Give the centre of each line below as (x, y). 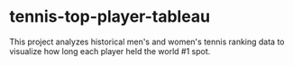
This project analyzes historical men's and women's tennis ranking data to (147, 42)
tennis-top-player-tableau (110, 17)
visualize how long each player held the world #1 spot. (110, 51)
